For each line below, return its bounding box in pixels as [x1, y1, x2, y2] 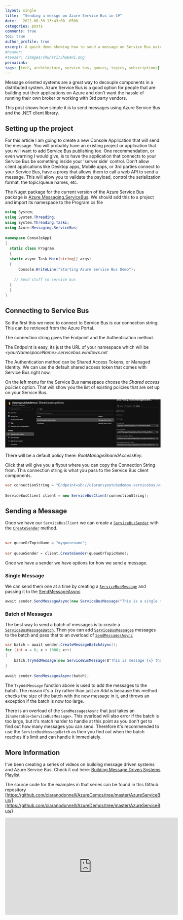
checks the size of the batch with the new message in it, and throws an [5, 693, 149, 699]
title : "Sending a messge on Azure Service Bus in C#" [5, 13, 122, 18]
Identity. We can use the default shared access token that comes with [5, 364, 147, 370]
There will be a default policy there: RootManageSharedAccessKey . [5, 452, 143, 458]
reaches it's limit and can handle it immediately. [5, 734, 102, 740]
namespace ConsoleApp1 [5, 236, 52, 240]
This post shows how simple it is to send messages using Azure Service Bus [5, 105, 160, 111]
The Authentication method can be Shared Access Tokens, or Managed [5, 359, 150, 365]
